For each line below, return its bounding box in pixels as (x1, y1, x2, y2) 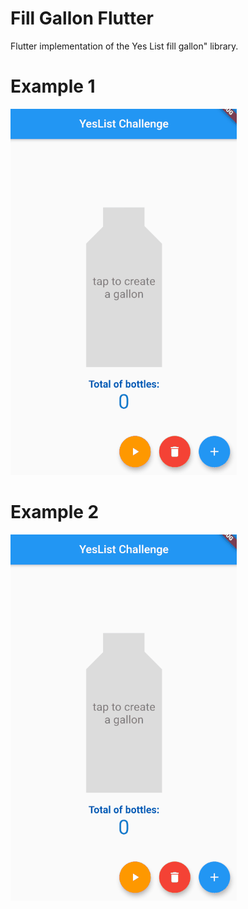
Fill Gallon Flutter (10, 7, 154, 30)
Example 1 (10, 75, 96, 98)
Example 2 (10, 501, 100, 524)
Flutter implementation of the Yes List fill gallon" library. (10, 40, 239, 52)
